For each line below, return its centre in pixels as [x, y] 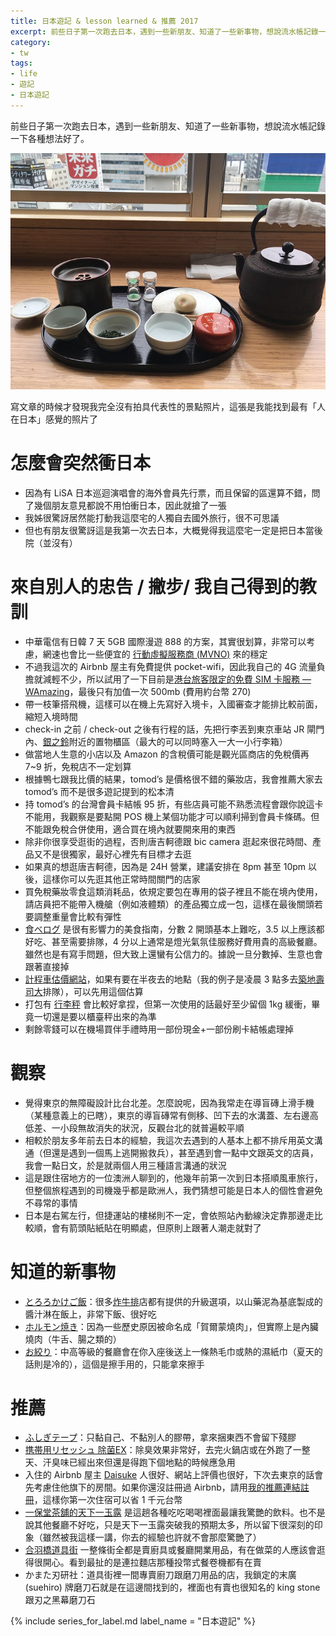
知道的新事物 [63, 1271]
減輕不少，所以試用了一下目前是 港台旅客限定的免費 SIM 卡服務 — [177, 679]
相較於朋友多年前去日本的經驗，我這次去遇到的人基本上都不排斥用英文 [169, 1140]
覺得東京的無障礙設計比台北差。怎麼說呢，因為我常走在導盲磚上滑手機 [169, 1102]
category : [31, 42]
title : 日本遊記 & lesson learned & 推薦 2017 [104, 21]
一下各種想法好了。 [50, 138]
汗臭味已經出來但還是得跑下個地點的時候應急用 [139, 1462]
